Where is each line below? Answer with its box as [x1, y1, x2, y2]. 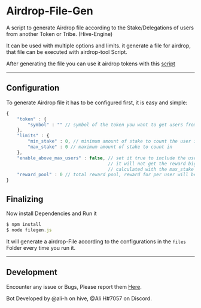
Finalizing [6, 194, 44, 204]
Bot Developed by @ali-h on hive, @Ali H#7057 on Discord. [6, 295, 153, 302]
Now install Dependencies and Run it [6, 210, 97, 217]
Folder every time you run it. [6, 244, 76, 251]
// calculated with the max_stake [108, 166, 194, 172]
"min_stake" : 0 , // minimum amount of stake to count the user [28, 138, 191, 144]
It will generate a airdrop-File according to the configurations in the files [6, 238, 187, 245]
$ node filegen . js [6, 227, 52, 233]
